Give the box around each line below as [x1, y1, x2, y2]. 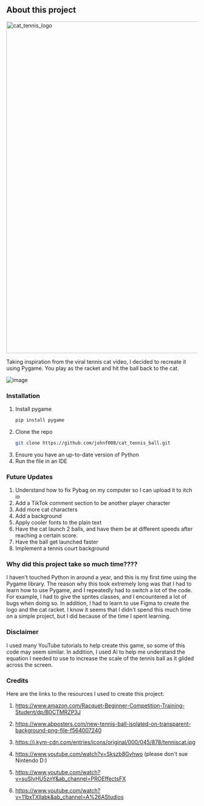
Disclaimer [6, 627, 39, 636]
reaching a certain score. [15, 532, 78, 539]
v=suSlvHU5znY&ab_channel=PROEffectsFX [15, 775, 126, 782]
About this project [6, 5, 76, 15]
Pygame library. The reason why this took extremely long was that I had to [6, 580, 192, 587]
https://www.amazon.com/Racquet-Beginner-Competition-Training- [15, 702, 185, 709]
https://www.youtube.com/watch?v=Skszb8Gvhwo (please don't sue [15, 751, 188, 758]
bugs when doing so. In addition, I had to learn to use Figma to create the [6, 599, 189, 607]
